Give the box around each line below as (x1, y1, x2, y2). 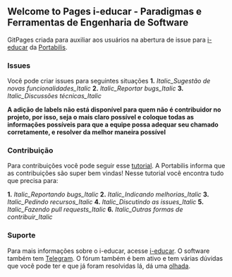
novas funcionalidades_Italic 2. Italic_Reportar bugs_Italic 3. (7, 84, 184, 93)
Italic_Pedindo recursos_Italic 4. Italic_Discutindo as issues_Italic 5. (7, 198, 204, 206)
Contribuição (7, 146, 54, 155)
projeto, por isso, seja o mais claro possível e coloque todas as (7, 113, 194, 122)
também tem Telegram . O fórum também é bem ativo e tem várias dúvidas (7, 254, 224, 262)
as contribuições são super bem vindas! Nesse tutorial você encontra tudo (7, 169, 224, 177)
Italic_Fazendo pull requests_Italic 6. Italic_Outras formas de (7, 205, 183, 214)
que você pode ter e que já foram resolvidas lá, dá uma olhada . (7, 261, 191, 270)
